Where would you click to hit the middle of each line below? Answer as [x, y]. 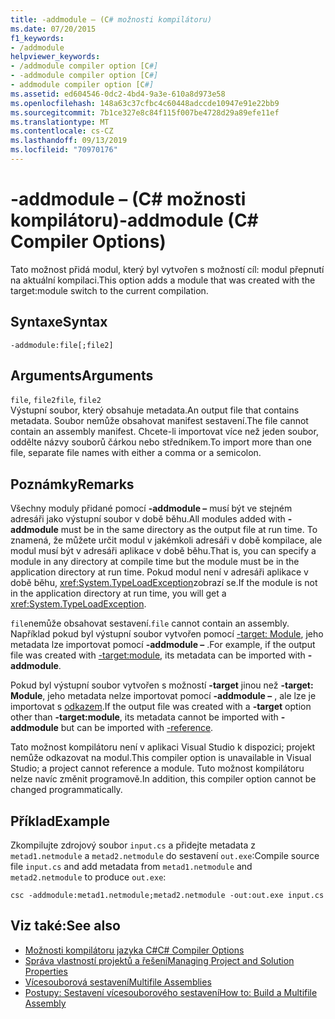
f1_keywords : [37, 38]
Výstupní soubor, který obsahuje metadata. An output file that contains [155, 410]
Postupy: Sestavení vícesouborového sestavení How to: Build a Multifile [171, 992]
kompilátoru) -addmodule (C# [134, 220]
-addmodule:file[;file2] [62, 345]
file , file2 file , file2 [56, 400]
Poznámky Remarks [72, 484]
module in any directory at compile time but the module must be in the [155, 562]
